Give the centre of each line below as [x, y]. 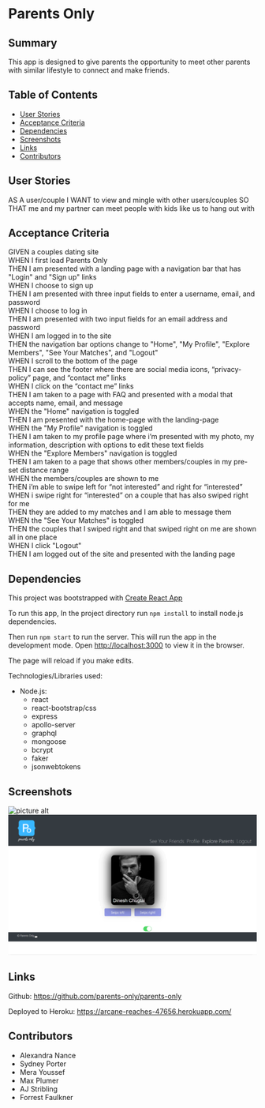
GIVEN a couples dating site [54, 252]
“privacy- [227, 370]
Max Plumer [39, 1080]
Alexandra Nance [48, 1055]
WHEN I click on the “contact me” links [71, 386]
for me [19, 504]
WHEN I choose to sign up [51, 286]
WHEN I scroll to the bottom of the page [73, 361]
